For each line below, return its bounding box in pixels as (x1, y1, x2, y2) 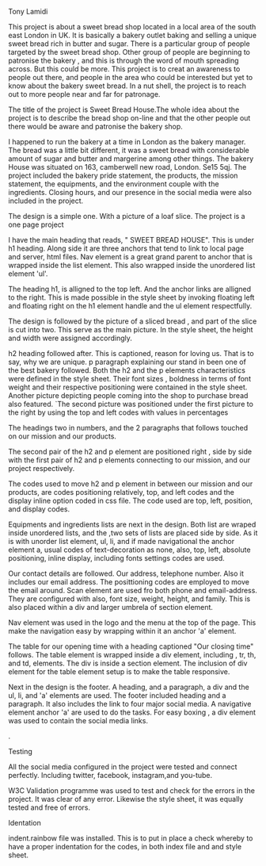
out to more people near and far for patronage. (8, 90, 161, 98)
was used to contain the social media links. (8, 716, 149, 725)
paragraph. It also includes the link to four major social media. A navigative (8, 699, 252, 708)
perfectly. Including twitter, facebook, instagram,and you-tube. (8, 771, 213, 780)
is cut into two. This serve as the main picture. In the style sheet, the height (8, 325, 253, 334)
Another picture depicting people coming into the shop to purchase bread (8, 391, 249, 400)
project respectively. (8, 464, 75, 473)
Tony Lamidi (8, 7, 48, 16)
